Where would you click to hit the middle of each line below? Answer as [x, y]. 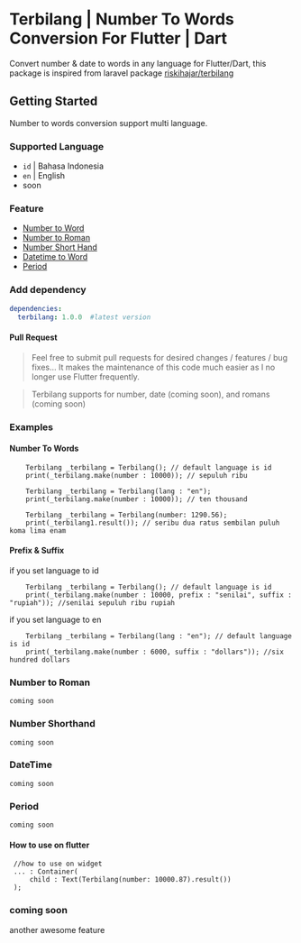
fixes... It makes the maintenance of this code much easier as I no [153, 367]
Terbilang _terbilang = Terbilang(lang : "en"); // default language [159, 636]
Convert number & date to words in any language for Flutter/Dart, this [138, 63]
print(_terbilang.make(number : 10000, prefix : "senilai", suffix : [159, 595]
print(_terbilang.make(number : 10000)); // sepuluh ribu [137, 475]
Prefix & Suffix [37, 551]
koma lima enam [38, 531]
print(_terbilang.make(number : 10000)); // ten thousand [137, 499]
